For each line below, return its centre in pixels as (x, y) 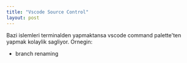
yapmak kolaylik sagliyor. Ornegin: (50, 42)
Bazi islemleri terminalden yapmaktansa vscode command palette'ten (94, 35)
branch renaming (37, 53)
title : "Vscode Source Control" (47, 12)
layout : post (23, 18)
